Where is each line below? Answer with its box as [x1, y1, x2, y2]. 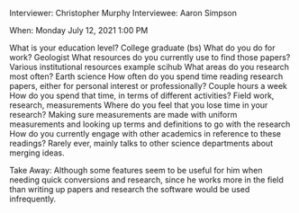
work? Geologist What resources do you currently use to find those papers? [9, 52, 291, 62]
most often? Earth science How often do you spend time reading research [9, 71, 284, 82]
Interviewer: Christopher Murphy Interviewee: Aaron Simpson [9, 8, 237, 18]
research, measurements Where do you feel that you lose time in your [9, 100, 268, 111]
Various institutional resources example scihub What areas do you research [9, 62, 290, 72]
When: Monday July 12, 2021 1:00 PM [9, 25, 149, 35]
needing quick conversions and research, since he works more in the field [9, 174, 284, 185]
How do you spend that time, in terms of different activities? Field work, [9, 90, 275, 101]
